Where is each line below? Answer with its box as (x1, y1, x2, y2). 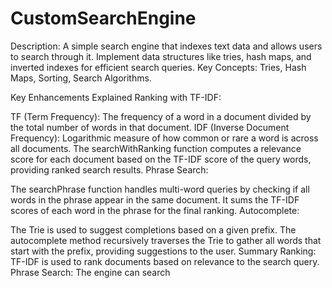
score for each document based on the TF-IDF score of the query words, (10, 153, 312, 165)
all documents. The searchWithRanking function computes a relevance (10, 142, 302, 154)
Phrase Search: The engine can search (10, 266, 171, 278)
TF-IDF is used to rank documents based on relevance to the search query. (10, 255, 320, 267)
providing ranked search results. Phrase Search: (10, 163, 209, 176)
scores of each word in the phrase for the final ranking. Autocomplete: (10, 204, 300, 216)
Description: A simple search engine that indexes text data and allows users (10, 40, 323, 52)
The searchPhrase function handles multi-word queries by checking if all (10, 183, 310, 195)
